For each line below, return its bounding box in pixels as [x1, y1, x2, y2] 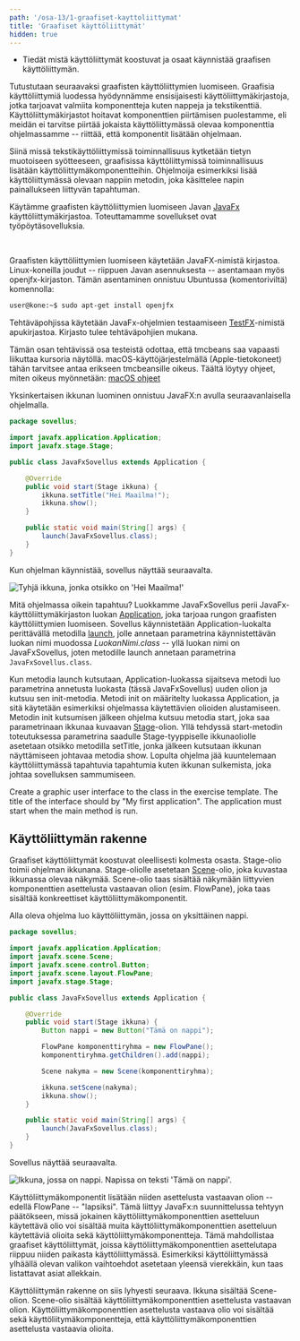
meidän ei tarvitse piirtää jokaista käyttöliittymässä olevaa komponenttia [9, 119, 275, 130]
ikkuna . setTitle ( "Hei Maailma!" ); [41, 490, 170, 500]
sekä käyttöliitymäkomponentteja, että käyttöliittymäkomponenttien [9, 1313, 257, 1324]
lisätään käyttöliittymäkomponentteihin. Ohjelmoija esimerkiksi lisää [9, 165, 258, 176]
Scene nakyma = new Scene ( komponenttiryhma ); [41, 1067, 215, 1076]
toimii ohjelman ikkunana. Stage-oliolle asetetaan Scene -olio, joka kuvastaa [9, 864, 288, 875]
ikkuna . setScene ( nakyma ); [41, 1083, 139, 1092]
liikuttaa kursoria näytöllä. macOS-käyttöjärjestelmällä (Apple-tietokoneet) [9, 354, 282, 365]
